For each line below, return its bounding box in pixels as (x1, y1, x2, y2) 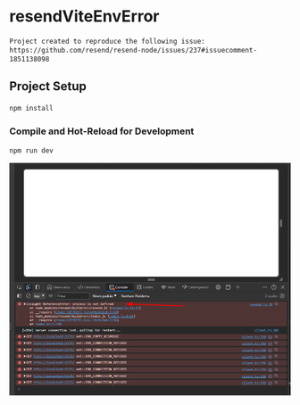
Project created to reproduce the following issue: (9, 37, 205, 45)
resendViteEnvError (9, 6, 160, 27)
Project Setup (9, 79, 87, 95)
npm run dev (9, 145, 54, 155)
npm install (9, 103, 54, 112)
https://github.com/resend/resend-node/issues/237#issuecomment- (9, 45, 257, 54)
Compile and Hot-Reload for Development (9, 125, 195, 137)
